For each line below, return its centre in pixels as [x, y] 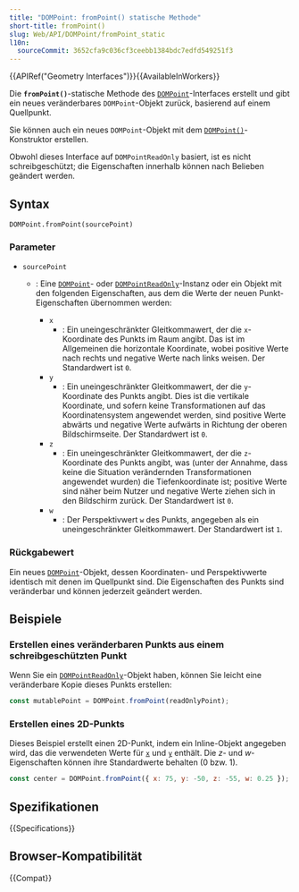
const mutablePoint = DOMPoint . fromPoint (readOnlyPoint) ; [119, 701]
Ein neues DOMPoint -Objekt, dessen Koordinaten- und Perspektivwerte [138, 572]
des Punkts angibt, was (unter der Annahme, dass [196, 463]
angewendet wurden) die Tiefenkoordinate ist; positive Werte [174, 482]
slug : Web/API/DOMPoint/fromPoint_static [87, 34]
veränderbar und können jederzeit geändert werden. [106, 590]
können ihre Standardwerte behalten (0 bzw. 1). [151, 762]
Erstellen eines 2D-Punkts [67, 724]
